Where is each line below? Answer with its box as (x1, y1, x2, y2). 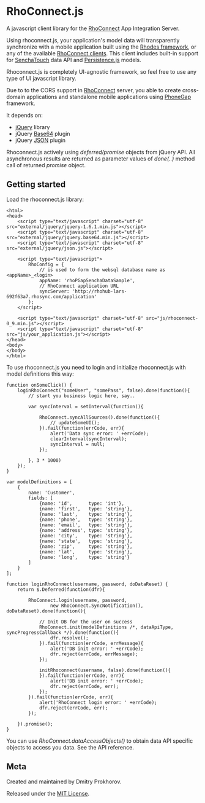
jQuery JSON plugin (15, 136, 66, 144)
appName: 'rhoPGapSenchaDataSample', (39, 277, 136, 283)
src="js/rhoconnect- (146, 315, 199, 321)
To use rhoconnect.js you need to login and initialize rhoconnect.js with (6, 363, 186, 371)
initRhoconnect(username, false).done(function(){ (39, 667, 171, 673)
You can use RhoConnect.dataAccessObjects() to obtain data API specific (6, 737, 193, 745)
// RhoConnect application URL (39, 283, 119, 289)
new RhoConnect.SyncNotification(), (50, 603, 144, 609)
